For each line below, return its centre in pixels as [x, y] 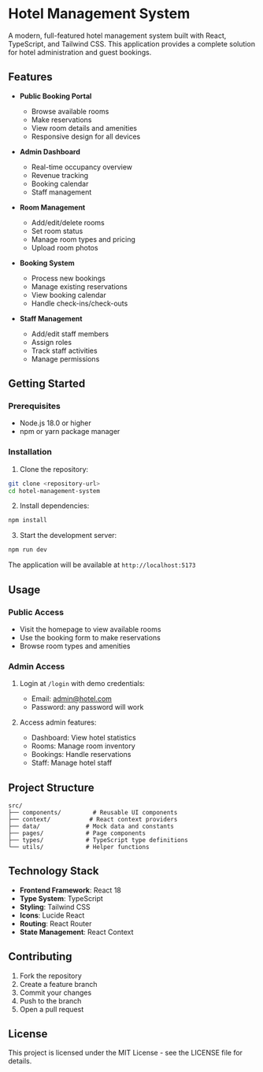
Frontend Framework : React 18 [70, 890]
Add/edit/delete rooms [68, 222]
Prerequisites [34, 406]
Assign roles [52, 342]
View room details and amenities [84, 128]
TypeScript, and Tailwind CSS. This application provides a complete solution [132, 43]
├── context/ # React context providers [93, 820]
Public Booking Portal [56, 96]
